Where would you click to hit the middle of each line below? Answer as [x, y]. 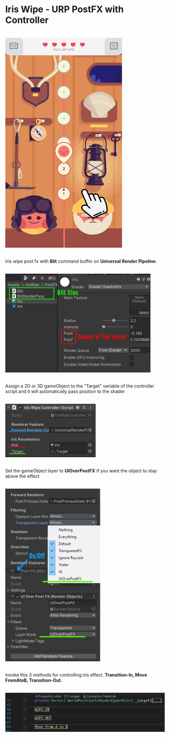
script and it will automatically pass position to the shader [65, 392]
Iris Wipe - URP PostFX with [65, 9]
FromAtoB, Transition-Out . [34, 680]
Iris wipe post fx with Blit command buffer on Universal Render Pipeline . [81, 261]
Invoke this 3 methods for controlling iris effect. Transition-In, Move [76, 675]
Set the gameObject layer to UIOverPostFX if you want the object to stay [81, 471]
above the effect [22, 476]
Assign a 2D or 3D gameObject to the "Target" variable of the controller [80, 386]
